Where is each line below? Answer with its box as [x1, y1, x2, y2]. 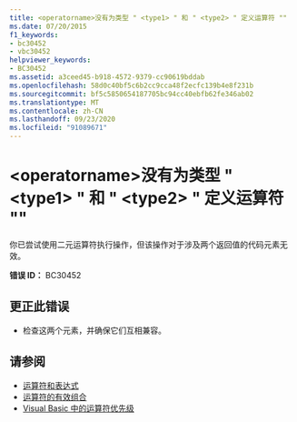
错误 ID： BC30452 [9, 269, 82, 280]
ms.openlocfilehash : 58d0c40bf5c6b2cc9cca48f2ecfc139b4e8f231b [9, 81, 254, 90]
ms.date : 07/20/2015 [9, 22, 88, 31]
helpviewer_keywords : [9, 55, 92, 65]
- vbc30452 [9, 47, 51, 56]
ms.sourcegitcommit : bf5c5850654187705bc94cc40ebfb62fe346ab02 [9, 89, 254, 98]
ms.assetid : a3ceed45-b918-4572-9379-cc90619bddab [9, 73, 205, 82]
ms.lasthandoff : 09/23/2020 [9, 115, 116, 124]
